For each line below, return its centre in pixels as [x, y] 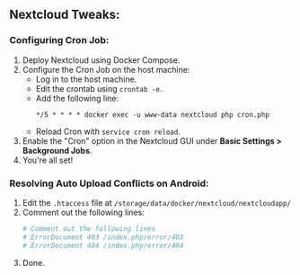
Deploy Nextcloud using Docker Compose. [101, 60]
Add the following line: [77, 98]
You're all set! [48, 160]
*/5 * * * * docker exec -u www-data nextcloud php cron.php [152, 115]
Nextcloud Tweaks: [65, 15]
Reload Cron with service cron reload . [108, 131]
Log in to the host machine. [86, 79]
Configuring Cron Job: [59, 40]
